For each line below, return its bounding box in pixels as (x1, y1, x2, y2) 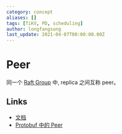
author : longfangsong (6, 26, 62, 32)
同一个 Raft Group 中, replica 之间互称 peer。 (6, 79, 120, 86)
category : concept (6, 9, 53, 15)
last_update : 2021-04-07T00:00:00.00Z (6, 32, 105, 38)
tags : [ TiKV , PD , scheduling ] (6, 20, 84, 26)
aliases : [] (6, 15, 37, 21)
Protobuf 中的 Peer (15, 121, 63, 129)
